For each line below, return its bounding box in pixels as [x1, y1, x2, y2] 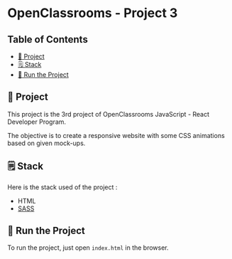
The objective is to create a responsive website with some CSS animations [7, 131, 225, 139]
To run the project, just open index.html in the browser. [7, 243, 169, 252]
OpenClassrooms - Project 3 [7, 5, 178, 21]
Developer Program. [7, 117, 66, 126]
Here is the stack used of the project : [7, 183, 118, 191]
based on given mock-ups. [7, 139, 86, 147]
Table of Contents [7, 33, 89, 46]
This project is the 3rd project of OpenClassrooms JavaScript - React [7, 110, 210, 118]
